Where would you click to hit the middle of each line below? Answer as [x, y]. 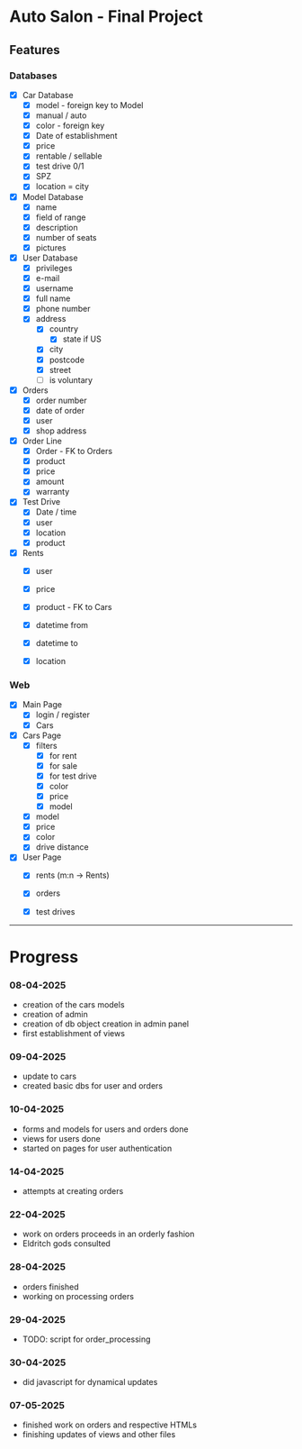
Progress [44, 957]
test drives [55, 911]
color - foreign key [70, 126]
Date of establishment [76, 136]
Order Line [42, 441]
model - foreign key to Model [89, 105]
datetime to [57, 643]
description [57, 227]
